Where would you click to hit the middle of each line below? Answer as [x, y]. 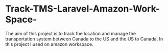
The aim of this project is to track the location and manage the [71, 33]
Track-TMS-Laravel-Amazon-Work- [82, 9]
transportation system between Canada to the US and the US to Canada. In [84, 39]
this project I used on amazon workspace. [49, 44]
